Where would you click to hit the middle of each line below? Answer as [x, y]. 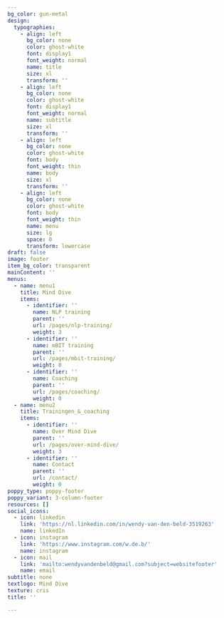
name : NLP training [62, 312]
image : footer [28, 259]
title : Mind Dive [46, 292]
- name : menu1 [34, 286]
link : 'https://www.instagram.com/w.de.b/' [86, 544]
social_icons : [28, 511]
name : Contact [54, 465]
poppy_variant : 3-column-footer [55, 498]
